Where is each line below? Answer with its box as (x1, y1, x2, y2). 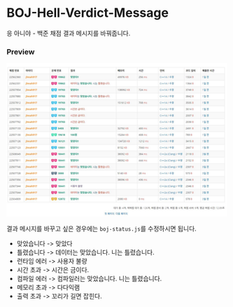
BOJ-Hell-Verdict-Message (6, 5, 169, 21)
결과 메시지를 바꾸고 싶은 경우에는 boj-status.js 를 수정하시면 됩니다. (6, 224, 197, 233)
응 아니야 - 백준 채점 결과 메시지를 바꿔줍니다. (6, 29, 131, 37)
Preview (6, 47, 35, 57)
